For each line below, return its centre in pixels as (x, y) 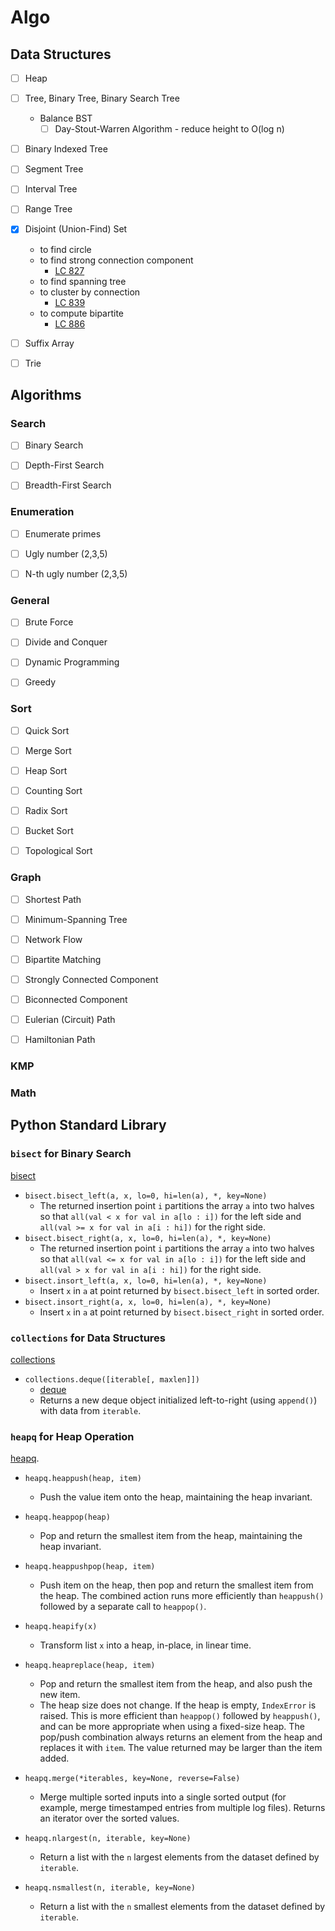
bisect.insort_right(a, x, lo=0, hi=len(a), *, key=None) (148, 1302)
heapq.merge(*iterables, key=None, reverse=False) (132, 1779)
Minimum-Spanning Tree (76, 919)
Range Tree (48, 209)
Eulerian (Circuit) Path (70, 1019)
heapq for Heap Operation (72, 1436)
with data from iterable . (90, 1410)
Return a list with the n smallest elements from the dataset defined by (182, 1907)
